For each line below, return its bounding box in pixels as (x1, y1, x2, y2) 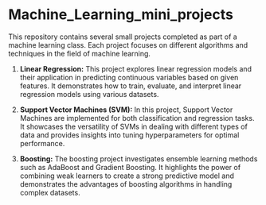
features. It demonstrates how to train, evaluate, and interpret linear (19, 81, 242, 91)
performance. (19, 138, 65, 148)
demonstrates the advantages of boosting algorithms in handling (19, 179, 233, 188)
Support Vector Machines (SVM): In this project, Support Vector (19, 105, 233, 114)
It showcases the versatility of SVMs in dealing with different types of (19, 122, 248, 131)
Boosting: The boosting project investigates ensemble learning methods (19, 153, 258, 164)
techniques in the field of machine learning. (8, 48, 151, 58)
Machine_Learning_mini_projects (8, 6, 233, 24)
